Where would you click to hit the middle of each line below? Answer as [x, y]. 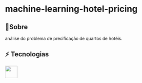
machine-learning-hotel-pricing [71, 9]
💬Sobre [17, 27]
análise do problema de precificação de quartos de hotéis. [64, 38]
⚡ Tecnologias [27, 54]
